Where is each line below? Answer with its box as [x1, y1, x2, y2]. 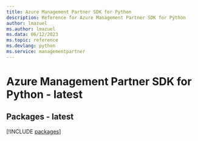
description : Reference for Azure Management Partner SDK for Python [6, 15, 186, 21]
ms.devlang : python [6, 43, 56, 49]
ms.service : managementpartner [6, 49, 86, 55]
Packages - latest [6, 112, 74, 122]
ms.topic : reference [6, 37, 59, 43]
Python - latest [6, 88, 83, 101]
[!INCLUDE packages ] [6, 128, 61, 135]
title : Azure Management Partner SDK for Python [6, 9, 132, 15]
